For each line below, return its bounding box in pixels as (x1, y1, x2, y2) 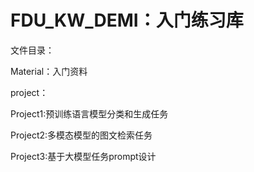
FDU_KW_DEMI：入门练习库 (10, 9, 244, 32)
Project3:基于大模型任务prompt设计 (10, 150, 157, 162)
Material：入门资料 (10, 65, 88, 77)
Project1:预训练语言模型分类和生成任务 (10, 107, 169, 120)
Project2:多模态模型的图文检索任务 (10, 129, 153, 141)
